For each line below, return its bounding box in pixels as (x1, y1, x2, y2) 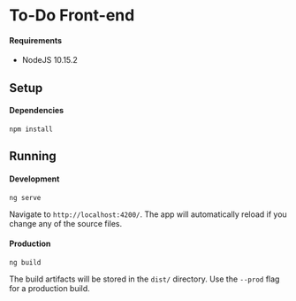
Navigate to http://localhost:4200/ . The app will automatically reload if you (9, 209, 287, 220)
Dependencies (9, 105, 65, 116)
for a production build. (9, 282, 90, 293)
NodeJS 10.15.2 (21, 55, 78, 66)
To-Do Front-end (9, 5, 135, 26)
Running (9, 149, 57, 164)
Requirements (9, 35, 63, 45)
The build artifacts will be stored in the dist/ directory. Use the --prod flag (9, 274, 280, 284)
